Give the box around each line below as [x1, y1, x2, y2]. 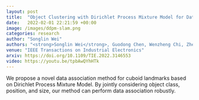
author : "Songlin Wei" [6, 36, 62, 42]
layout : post [6, 8, 38, 15]
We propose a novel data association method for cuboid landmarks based [6, 75, 187, 82]
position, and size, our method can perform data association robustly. [6, 87, 176, 94]
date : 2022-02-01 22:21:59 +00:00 [6, 20, 97, 25]
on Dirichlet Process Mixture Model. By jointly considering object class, [6, 80, 180, 88]
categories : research [6, 31, 60, 37]
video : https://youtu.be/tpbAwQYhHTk [6, 58, 99, 64]
